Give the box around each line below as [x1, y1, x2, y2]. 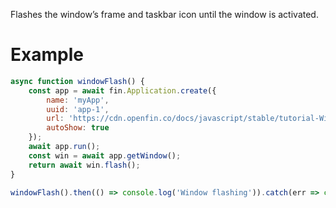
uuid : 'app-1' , [46, 104, 110, 114]
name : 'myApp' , [46, 95, 110, 105]
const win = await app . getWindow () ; [28, 150, 182, 161]
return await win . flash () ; [28, 160, 141, 170]
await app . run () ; [28, 142, 101, 152]
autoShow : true [46, 123, 110, 133]
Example [10, 44, 84, 66]
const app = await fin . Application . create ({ [28, 85, 217, 96]
